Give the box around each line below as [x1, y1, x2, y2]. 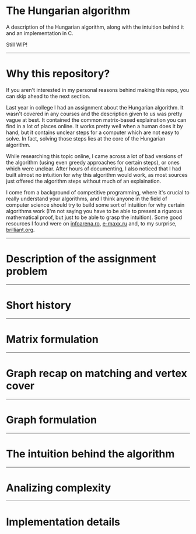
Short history [6, 299, 72, 311]
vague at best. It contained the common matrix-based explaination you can [6, 116, 187, 124]
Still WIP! [6, 41, 28, 48]
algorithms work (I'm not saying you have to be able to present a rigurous [6, 207, 183, 214]
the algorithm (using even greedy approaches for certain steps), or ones [6, 159, 180, 166]
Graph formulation [6, 413, 97, 426]
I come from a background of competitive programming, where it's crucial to [6, 189, 190, 196]
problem [6, 265, 48, 278]
